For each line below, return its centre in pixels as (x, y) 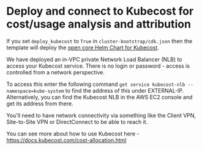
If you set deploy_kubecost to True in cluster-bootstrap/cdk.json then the (99, 41)
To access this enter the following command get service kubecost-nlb (96, 84)
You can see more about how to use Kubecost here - (73, 134)
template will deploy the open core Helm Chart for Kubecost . (83, 48)
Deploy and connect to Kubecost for (100, 11)
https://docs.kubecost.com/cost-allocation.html (66, 140)
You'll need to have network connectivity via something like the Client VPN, (101, 115)
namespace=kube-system (35, 91)
